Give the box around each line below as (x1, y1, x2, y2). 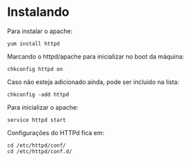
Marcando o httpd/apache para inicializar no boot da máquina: (7, 52, 185, 61)
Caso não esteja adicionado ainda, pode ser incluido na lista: (7, 77, 179, 86)
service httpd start (7, 117, 67, 123)
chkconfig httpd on (7, 65, 63, 72)
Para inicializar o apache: (7, 103, 79, 111)
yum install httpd (7, 40, 60, 47)
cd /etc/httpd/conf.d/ (7, 148, 72, 155)
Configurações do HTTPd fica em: (7, 128, 105, 136)
